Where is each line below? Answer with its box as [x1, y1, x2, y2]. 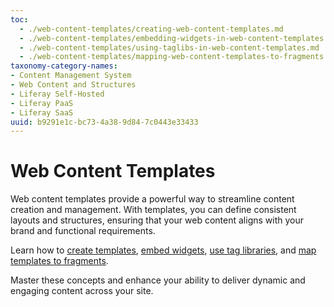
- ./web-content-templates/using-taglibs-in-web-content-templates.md [19, 42, 320, 53]
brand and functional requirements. [10, 225, 156, 237]
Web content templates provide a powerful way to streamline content [10, 193, 295, 205]
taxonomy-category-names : [10, 61, 118, 71]
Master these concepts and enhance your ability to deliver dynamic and [10, 274, 306, 286]
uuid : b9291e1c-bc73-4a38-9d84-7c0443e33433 [10, 117, 199, 127]
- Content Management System [10, 71, 132, 81]
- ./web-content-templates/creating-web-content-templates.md [19, 24, 284, 34]
